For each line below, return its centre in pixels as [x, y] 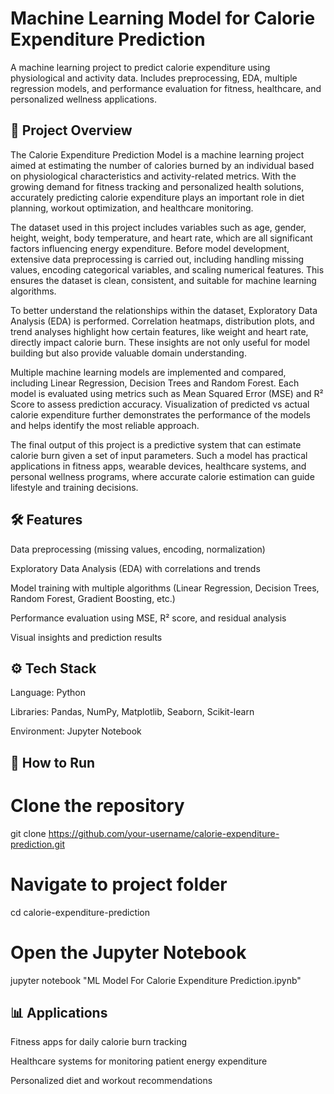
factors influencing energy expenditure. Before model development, [150, 248]
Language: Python [48, 693]
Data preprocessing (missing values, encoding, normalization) [138, 549]
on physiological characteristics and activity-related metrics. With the [153, 176]
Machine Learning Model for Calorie [163, 18]
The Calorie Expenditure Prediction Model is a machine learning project [157, 154]
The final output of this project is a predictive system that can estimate [156, 444]
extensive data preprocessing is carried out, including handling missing [157, 259]
